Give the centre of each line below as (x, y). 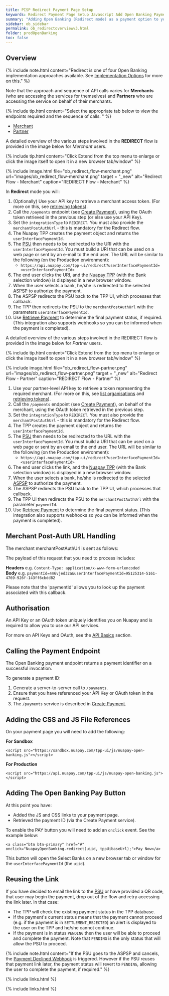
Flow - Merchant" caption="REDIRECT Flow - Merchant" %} (68, 181)
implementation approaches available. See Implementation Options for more (84, 75)
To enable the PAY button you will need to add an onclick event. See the (80, 830)
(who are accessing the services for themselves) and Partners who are (79, 96)
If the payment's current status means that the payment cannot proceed (88, 917)
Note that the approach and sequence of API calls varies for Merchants (80, 90)
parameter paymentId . (35, 504)
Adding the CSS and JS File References (68, 720)
